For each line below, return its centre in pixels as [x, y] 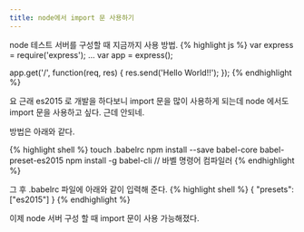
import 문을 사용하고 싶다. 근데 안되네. [77, 112]
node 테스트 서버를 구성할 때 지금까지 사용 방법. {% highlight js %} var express [152, 44]
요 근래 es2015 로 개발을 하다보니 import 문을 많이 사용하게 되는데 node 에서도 [149, 101]
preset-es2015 [36, 160]
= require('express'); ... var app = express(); [91, 54]
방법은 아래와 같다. [42, 131]
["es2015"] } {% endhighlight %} [70, 199]
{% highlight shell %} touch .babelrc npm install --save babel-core [134, 150]
